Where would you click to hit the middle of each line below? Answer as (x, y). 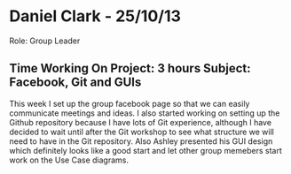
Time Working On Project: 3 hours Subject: (130, 68)
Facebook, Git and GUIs (75, 83)
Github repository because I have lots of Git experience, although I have (141, 122)
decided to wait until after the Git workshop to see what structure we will (142, 132)
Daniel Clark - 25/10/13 (95, 16)
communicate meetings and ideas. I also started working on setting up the (145, 113)
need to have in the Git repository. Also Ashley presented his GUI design (141, 141)
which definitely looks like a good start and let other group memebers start (145, 150)
